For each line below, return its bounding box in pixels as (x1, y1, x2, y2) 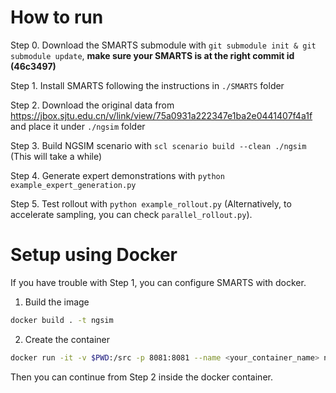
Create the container (24, 333, 110, 345)
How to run (10, 6, 104, 29)
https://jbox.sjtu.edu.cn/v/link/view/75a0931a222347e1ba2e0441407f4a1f (10, 109, 313, 121)
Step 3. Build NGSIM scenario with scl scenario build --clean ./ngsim (10, 139, 307, 151)
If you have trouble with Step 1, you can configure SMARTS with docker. (10, 276, 307, 288)
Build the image (24, 296, 90, 308)
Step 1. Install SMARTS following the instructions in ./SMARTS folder (10, 79, 285, 91)
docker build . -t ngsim (10, 315, 114, 325)
